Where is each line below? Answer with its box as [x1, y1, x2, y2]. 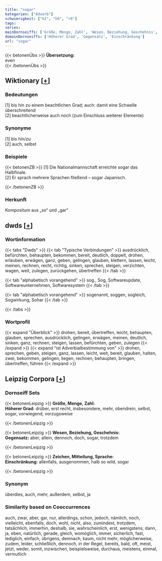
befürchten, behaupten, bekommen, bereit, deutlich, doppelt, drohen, [5, 252, 144, 258]
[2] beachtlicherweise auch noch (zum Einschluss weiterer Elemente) [5, 112, 144, 118]
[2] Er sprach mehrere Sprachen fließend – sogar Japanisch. [5, 175, 126, 181]
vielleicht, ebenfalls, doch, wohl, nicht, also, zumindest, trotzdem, [5, 520, 136, 526]
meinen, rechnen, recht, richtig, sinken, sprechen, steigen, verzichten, [5, 262, 145, 268]
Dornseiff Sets [5, 389, 40, 396]
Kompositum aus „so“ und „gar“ [5, 207, 68, 213]
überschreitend [5, 108, 36, 113]
